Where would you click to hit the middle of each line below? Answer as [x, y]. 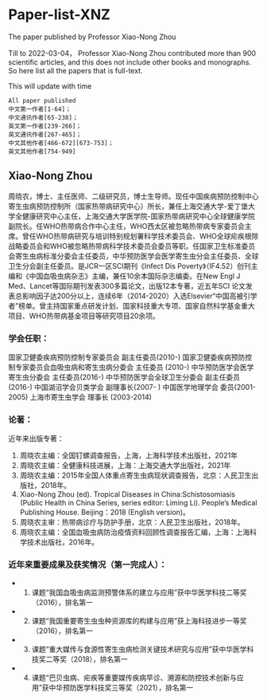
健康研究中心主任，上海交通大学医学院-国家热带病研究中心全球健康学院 [139, 216]
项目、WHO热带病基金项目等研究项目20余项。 [84, 316]
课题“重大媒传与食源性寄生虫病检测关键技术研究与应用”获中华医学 [139, 649]
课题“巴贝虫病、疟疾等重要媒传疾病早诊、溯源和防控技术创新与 [134, 677]
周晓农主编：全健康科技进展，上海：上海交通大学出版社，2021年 [125, 466]
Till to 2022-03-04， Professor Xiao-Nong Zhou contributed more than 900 [132, 53]
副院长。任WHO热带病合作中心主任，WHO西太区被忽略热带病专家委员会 [126, 226]
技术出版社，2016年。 [63, 542]
